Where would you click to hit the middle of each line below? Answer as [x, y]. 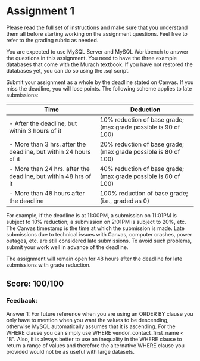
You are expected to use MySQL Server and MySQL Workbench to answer [97, 51]
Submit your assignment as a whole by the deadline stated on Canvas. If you [100, 82]
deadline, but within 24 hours [50, 151]
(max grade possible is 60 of [140, 176]
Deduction [145, 110]
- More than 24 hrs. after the [50, 169]
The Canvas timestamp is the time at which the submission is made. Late [95, 228]
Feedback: [22, 301]
